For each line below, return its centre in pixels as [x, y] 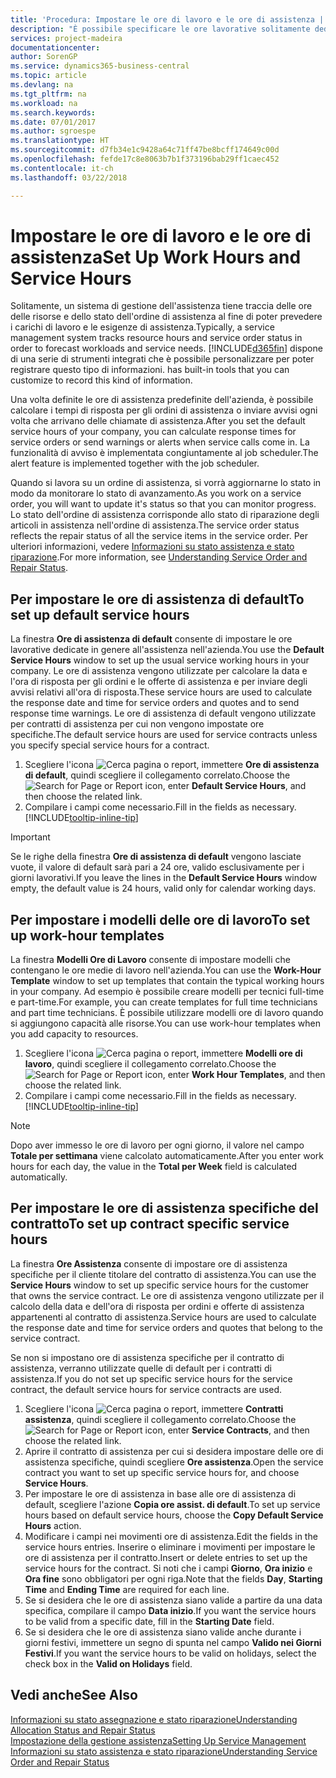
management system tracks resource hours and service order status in [156, 338]
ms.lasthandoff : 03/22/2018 [69, 177]
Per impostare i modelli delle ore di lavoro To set [160, 919]
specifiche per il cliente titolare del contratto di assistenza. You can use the [163, 1274]
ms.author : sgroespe [53, 131]
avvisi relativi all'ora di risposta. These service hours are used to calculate [161, 692]
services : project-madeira [66, 38]
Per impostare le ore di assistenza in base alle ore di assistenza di [160, 1493]
